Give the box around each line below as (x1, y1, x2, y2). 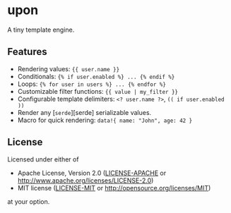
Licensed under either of (7, 154, 79, 164)
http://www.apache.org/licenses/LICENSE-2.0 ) (17, 176, 154, 185)
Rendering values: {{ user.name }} (17, 64, 120, 73)
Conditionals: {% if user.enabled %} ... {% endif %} (17, 72, 175, 80)
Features (7, 46, 47, 58)
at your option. (7, 197, 50, 206)
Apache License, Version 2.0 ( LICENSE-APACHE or (17, 169, 167, 177)
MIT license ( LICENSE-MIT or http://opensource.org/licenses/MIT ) (17, 183, 211, 192)
